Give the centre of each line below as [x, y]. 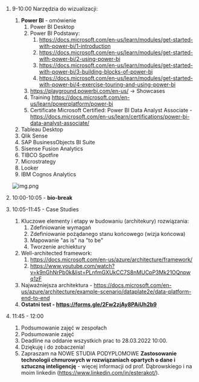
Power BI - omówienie [49, 20]
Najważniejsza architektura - [56, 285]
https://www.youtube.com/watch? [72, 266]
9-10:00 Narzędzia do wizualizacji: [55, 9]
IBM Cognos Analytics [49, 174]
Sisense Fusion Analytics [52, 148]
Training [40, 97]
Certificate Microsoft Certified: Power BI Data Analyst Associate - [111, 110]
